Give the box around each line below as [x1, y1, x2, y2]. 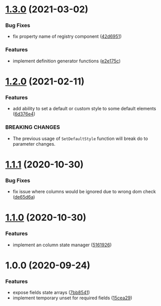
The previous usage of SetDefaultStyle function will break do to [12, 135, 148, 142]
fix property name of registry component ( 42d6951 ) [12, 33, 122, 39]
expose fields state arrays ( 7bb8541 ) [12, 290, 90, 296]
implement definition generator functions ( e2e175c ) [12, 58, 121, 64]
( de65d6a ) [12, 194, 35, 200]
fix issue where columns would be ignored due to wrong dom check [12, 189, 156, 195]
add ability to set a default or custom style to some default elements [12, 106, 156, 112]
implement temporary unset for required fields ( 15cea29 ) [12, 295, 132, 301]
